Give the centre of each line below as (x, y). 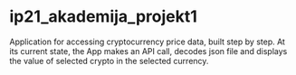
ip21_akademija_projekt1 (103, 17)
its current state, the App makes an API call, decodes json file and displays (148, 51)
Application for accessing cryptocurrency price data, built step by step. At (147, 42)
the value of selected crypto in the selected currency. (109, 61)
